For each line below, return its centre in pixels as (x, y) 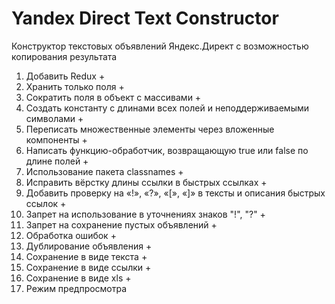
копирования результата (64, 56)
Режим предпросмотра (76, 288)
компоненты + (56, 139)
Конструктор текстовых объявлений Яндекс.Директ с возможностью (160, 46)
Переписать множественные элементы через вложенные (150, 129)
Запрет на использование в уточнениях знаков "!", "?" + (145, 214)
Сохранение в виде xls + (78, 278)
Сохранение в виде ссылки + (88, 267)
